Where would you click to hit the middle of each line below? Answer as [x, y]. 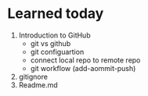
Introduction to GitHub [54, 35]
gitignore [33, 76]
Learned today [56, 14]
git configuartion [57, 52]
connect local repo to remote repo [85, 60]
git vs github [51, 43]
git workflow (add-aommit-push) [83, 68]
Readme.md [38, 85]
